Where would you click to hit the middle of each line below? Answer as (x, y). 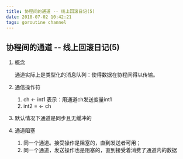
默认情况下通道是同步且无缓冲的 (53, 118)
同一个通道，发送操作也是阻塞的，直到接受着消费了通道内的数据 (100, 150)
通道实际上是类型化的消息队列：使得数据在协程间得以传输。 (86, 75)
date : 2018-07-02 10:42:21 (39, 17)
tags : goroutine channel (36, 22)
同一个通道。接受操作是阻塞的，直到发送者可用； (82, 143)
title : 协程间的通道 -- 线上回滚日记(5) (51, 11)
